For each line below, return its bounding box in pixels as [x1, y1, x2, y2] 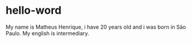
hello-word [5, 4, 62, 17]
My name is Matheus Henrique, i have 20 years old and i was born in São [5, 23, 187, 30]
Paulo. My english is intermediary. [5, 29, 89, 36]
